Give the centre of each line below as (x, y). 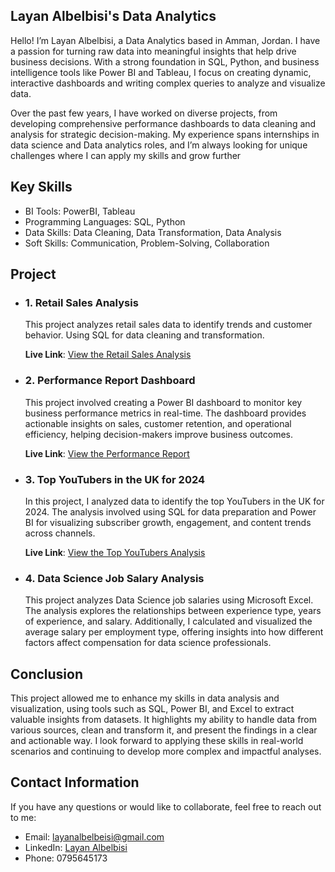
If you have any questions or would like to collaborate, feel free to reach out (166, 806)
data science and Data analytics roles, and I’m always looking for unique (159, 145)
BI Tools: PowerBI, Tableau (80, 211)
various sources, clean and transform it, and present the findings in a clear (164, 730)
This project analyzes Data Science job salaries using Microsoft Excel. (169, 600)
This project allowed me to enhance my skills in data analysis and (145, 698)
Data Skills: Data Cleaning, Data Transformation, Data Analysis (153, 232)
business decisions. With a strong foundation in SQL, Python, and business (165, 61)
